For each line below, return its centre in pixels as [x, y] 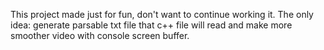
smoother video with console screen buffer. [100, 35]
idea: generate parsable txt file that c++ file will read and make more [151, 25]
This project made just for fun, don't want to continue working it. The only [162, 14]
